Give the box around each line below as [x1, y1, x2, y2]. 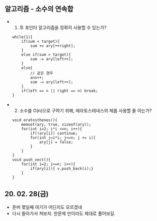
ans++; [30, 75, 44, 80]
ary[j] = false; [39, 139, 73, 144]
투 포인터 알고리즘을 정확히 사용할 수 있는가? [19, 24, 107, 30]
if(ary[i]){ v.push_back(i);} [30, 166, 94, 171]
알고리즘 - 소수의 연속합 [5, 5, 73, 14]
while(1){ [12, 34, 33, 39]
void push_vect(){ [12, 157, 51, 162]
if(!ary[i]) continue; [30, 130, 78, 136]
